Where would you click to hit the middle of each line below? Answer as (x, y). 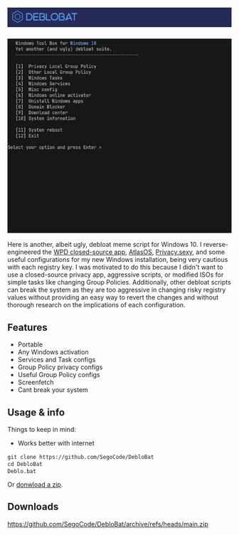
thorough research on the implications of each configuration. (97, 305)
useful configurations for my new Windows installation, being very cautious (118, 260)
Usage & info (36, 412)
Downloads (33, 507)
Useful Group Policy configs (59, 375)
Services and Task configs (57, 360)
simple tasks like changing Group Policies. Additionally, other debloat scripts (119, 282)
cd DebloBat (25, 464)
